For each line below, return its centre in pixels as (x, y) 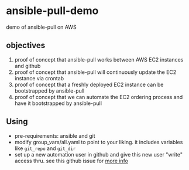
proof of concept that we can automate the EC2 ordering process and (99, 97)
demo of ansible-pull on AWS (42, 27)
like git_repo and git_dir (45, 148)
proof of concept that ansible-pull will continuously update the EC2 (95, 72)
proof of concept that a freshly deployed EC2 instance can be (89, 84)
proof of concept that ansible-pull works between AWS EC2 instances (99, 59)
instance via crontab (39, 78)
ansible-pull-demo (52, 11)
